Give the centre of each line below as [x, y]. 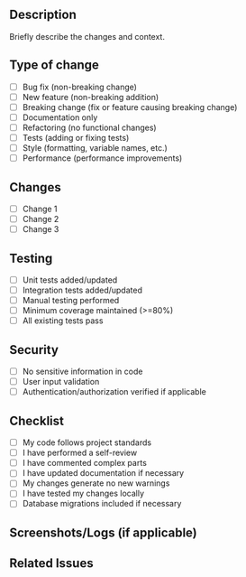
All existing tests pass [63, 321]
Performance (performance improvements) [102, 158]
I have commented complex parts [84, 463]
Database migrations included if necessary [102, 504]
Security [34, 350]
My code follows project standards [87, 442]
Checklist [37, 420]
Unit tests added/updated [70, 280]
